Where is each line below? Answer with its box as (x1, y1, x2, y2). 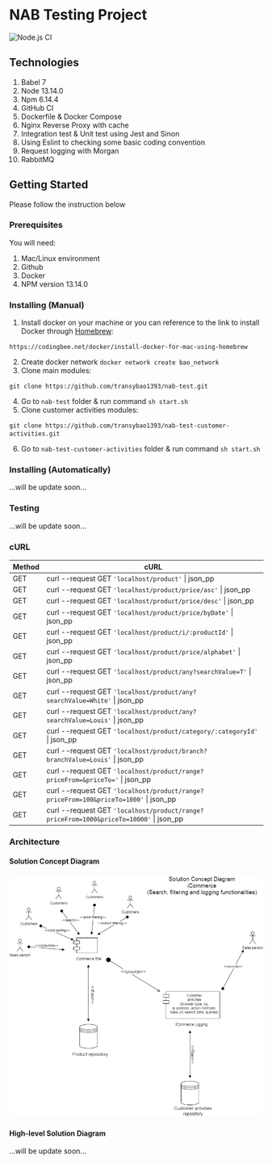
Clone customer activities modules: (20, 406, 139, 415)
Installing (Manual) (9, 299, 85, 310)
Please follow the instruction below (9, 200, 126, 209)
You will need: (9, 237, 56, 247)
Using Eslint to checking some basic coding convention (20, 137, 205, 147)
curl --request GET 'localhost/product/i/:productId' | (46, 627, 233, 637)
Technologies (9, 56, 80, 69)
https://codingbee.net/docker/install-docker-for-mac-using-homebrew (9, 343, 249, 351)
